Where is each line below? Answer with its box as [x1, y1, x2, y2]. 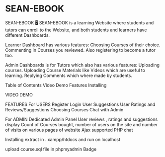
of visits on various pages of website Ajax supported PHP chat [5, 127, 133, 133]
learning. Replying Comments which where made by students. [5, 73, 133, 78]
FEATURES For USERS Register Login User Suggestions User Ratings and [5, 101, 156, 107]
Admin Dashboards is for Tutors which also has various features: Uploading [5, 62, 160, 68]
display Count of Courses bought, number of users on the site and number [5, 121, 158, 127]
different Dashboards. [5, 32, 50, 38]
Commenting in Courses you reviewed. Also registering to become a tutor [5, 47, 156, 53]
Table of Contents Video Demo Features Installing [5, 82, 107, 88]
